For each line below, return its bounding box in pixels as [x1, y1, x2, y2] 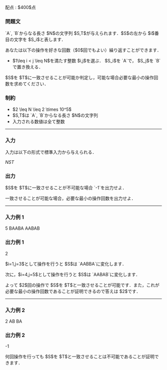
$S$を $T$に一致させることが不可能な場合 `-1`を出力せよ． [5, 185, 127, 191]
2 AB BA [5, 319, 22, 325]
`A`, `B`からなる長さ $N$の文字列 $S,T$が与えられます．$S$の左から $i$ [5, 30, 155, 36]
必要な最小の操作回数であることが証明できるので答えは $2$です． [5, 288, 141, 294]
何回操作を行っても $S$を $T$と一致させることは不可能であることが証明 [5, 354, 155, 360]
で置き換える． [12, 64, 43, 70]
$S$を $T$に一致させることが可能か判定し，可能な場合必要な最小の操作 [5, 74, 154, 81]
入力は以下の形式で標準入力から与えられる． [5, 149, 97, 155]
